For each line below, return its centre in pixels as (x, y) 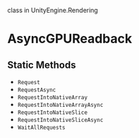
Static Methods (42, 65)
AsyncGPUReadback (70, 39)
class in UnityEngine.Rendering (53, 10)
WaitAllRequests (41, 127)
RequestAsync (37, 90)
